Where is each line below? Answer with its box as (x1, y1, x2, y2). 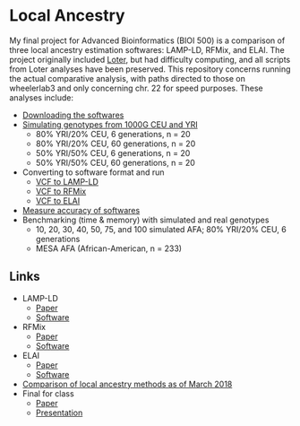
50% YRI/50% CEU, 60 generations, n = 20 (35, 157, 195, 168)
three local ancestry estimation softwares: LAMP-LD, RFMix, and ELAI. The (9, 44, 285, 55)
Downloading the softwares (21, 109, 124, 120)
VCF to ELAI (35, 195, 81, 206)
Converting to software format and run (21, 167, 165, 178)
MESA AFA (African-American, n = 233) (35, 243, 182, 254)
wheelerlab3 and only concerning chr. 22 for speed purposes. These (9, 83, 263, 93)
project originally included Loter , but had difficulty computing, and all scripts (9, 54, 291, 65)
